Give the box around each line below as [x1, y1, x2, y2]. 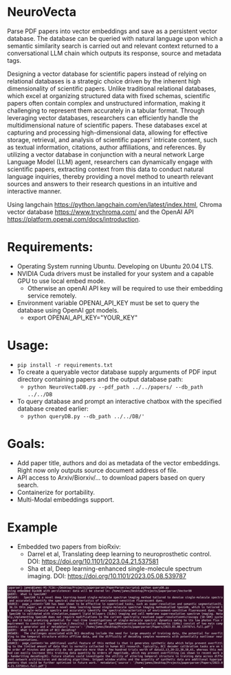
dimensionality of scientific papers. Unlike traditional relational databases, [7, 84, 217, 92]
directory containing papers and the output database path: [16, 375, 184, 383]
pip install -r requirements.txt [16, 362, 113, 369]
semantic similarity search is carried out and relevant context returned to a [7, 41, 219, 50]
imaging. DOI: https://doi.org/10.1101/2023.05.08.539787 [27, 571, 187, 580]
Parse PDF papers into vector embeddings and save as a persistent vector [7, 27, 218, 35]
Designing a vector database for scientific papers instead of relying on [7, 70, 207, 78]
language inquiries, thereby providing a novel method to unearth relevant [7, 172, 214, 180]
